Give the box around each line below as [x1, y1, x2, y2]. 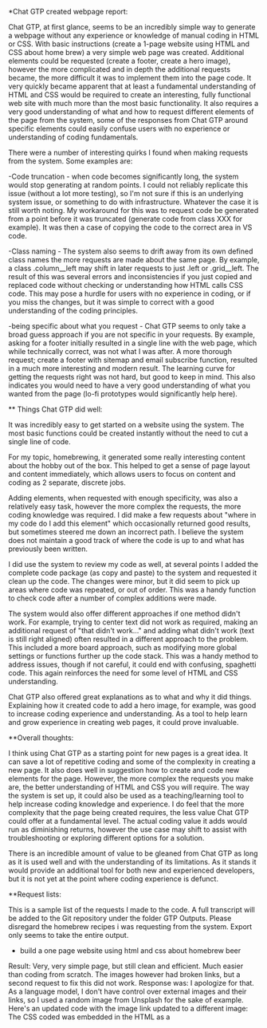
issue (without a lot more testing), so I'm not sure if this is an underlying [8, 189, 244, 198]
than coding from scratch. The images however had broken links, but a [8, 970, 241, 979]
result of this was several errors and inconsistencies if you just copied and [8, 272, 253, 282]
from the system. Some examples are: [8, 156, 133, 166]
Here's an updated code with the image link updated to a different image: [8, 1004, 249, 1013]
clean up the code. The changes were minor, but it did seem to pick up [8, 577, 241, 585]
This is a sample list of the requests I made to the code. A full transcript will [8, 905, 255, 914]
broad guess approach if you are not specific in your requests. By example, [8, 330, 256, 339]
